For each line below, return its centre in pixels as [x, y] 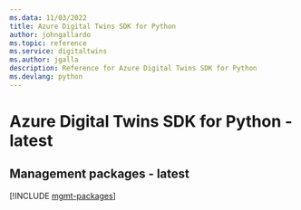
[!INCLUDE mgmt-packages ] [63, 196]
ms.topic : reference [49, 43]
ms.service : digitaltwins [58, 52]
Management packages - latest [100, 174]
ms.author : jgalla [44, 60]
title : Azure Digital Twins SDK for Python [93, 26]
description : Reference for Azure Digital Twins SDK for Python [133, 69]
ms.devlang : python [46, 77]
